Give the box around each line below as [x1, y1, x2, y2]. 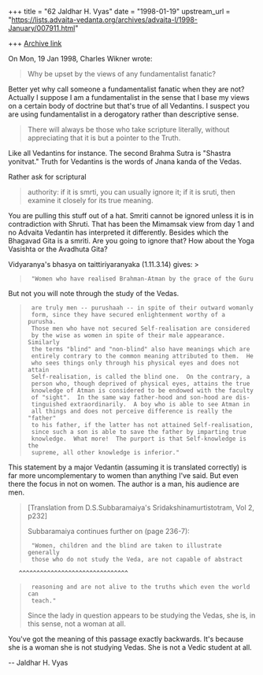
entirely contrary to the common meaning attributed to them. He [31, 352, 254, 360]
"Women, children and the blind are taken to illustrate [31, 542, 222, 550]
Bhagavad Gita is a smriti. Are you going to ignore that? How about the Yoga [8, 236, 254, 245]
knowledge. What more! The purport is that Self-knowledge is [31, 435, 246, 443]
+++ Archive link [8, 39, 62, 48]
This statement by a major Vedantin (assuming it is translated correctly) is [8, 462, 247, 472]
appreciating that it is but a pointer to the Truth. [27, 133, 181, 143]
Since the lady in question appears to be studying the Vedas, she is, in [27, 610, 256, 620]
